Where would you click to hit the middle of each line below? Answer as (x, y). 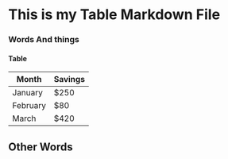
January (28, 93)
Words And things (44, 40)
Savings (70, 79)
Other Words (41, 147)
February (29, 106)
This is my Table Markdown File (114, 15)
